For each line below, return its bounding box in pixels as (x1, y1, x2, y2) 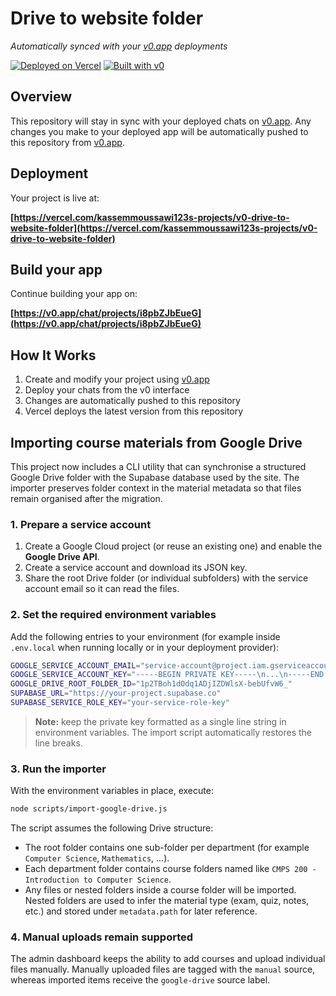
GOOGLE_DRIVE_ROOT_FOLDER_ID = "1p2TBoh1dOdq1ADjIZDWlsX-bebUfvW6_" (10, 679, 293, 689)
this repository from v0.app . (10, 136, 125, 148)
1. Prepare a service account (10, 517, 152, 531)
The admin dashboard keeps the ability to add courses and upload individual (10, 953, 326, 965)
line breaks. (34, 737, 83, 749)
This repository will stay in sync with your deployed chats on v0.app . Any (10, 115, 312, 127)
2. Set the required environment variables (10, 608, 217, 622)
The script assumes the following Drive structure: (10, 822, 214, 834)
